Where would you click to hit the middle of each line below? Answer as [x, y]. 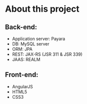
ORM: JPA [22, 49]
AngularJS [22, 86]
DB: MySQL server [31, 44]
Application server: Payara [39, 39]
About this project [42, 9]
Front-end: [22, 75]
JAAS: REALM [26, 59]
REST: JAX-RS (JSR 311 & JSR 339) [47, 54]
